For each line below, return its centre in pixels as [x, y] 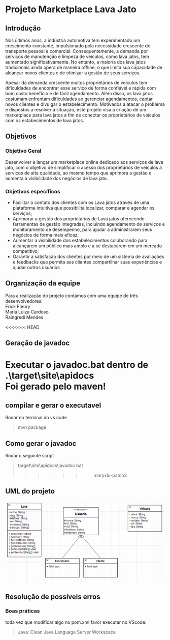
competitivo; [26, 251]
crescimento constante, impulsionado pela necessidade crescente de [78, 46]
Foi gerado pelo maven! [56, 386]
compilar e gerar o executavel [53, 405]
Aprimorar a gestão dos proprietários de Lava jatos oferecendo [78, 219]
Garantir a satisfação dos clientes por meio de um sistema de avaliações [88, 256]
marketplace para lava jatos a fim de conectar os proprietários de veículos [83, 115]
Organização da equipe [43, 283]
